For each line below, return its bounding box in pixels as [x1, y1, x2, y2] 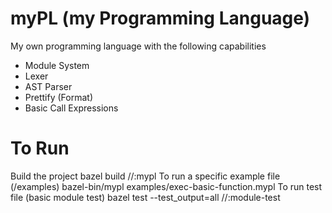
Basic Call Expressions [24, 102, 119, 114]
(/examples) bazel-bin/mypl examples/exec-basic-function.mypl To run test [10, 180, 323, 192]
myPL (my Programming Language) [10, 7, 311, 30]
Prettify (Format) [24, 91, 93, 103]
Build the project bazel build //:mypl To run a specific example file [10, 170, 281, 182]
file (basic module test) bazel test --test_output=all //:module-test [10, 191, 281, 203]
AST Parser [24, 80, 73, 92]
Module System [24, 59, 90, 71]
